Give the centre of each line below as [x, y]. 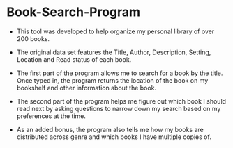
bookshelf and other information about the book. [87, 88]
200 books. [33, 38]
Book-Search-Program [74, 12]
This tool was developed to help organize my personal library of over [115, 31]
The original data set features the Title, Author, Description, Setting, [114, 52]
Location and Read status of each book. [74, 59]
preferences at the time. [51, 116]
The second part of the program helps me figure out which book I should [121, 101]
